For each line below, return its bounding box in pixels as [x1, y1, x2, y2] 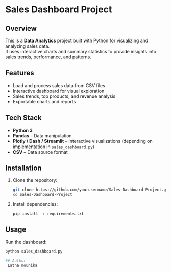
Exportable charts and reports [12, 98, 76, 104]
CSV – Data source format [12, 149, 68, 155]
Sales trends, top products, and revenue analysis [12, 93, 116, 99]
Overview [5, 24, 37, 33]
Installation [5, 164, 42, 173]
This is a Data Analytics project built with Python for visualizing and [5, 37, 149, 44]
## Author [5, 258, 27, 263]
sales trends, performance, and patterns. [5, 54, 92, 60]
